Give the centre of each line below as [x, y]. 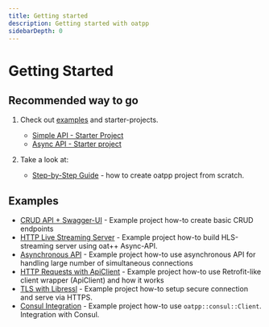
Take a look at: [44, 160]
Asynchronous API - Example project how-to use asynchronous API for [138, 254]
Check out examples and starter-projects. [89, 120]
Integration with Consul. [60, 315]
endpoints [37, 229]
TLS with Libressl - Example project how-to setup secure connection [134, 289]
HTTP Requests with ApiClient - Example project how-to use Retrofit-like [141, 272]
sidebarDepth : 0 [35, 31]
